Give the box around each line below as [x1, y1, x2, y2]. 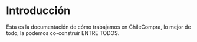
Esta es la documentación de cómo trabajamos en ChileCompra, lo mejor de [6, 23, 191, 30]
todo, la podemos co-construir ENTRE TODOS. [6, 29, 120, 36]
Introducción [6, 4, 71, 17]
